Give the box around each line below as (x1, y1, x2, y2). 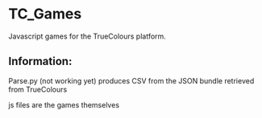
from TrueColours (8, 84, 68, 94)
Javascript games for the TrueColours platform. (8, 31, 167, 41)
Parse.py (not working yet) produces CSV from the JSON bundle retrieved (8, 75, 255, 85)
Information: (8, 55, 73, 68)
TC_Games (8, 5, 82, 23)
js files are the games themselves (8, 100, 119, 109)
